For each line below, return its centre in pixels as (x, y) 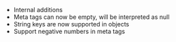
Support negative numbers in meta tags (69, 31)
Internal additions (38, 10)
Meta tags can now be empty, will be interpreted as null (91, 17)
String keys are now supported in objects (71, 24)
